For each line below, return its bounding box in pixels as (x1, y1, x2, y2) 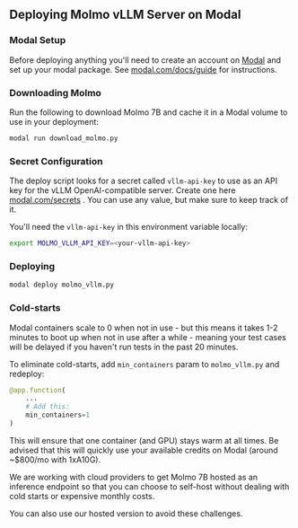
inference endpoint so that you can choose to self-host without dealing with (9, 480, 290, 492)
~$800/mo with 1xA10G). (9, 453, 101, 465)
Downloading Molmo (9, 86, 101, 99)
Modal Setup (9, 34, 66, 47)
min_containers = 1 (25, 410, 91, 420)
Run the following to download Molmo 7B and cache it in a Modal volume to (9, 107, 288, 118)
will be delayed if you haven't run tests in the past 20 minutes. (9, 341, 239, 352)
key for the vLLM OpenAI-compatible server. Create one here (9, 185, 236, 196)
